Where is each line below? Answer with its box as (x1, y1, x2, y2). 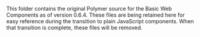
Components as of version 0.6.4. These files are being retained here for (6, 11, 185, 18)
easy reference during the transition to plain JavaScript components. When (6, 18, 194, 24)
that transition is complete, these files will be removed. (6, 24, 142, 31)
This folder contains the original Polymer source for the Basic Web (6, 5, 172, 12)
